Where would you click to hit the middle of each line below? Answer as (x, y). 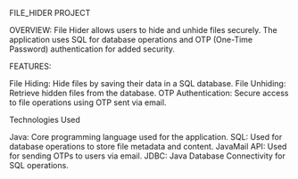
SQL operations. (39, 165)
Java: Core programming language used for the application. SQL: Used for (146, 137)
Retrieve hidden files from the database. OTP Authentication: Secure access (149, 93)
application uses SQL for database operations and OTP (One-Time (131, 40)
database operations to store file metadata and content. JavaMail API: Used (148, 146)
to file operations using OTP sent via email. (88, 102)
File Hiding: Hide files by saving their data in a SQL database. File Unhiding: (148, 83)
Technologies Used (45, 120)
